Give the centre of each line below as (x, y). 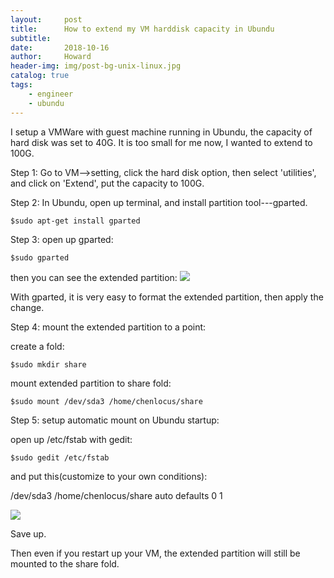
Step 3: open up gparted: (62, 239)
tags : (21, 85)
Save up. (28, 533)
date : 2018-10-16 (60, 47)
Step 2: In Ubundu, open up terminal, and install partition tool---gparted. (159, 202)
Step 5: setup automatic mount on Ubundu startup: (115, 420)
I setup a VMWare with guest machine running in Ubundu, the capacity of (161, 132)
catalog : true (40, 76)
